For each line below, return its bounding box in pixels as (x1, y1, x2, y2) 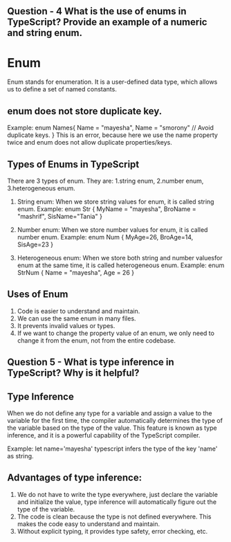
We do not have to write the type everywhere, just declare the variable (17, 490, 218, 498)
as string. (7, 451, 34, 460)
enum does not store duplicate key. (7, 105, 163, 117)
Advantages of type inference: (7, 472, 142, 484)
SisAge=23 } (17, 240, 54, 249)
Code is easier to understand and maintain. (17, 307, 140, 315)
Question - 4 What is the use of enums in (7, 6, 187, 17)
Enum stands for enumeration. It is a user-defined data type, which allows (7, 78, 218, 86)
